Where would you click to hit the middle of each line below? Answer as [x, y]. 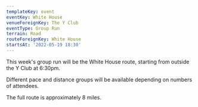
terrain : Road [24, 34]
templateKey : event [30, 12]
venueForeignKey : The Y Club [42, 23]
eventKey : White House [34, 17]
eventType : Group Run [33, 28]
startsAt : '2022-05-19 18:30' [44, 45]
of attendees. [23, 86]
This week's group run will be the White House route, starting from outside [98, 62]
